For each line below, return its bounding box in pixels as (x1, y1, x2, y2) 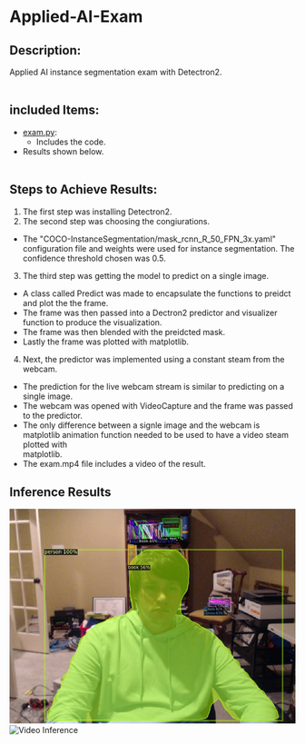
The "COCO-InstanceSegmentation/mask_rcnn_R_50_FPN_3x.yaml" (22, 233, 277, 244)
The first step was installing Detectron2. (22, 206, 172, 217)
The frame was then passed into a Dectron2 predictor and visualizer (22, 307, 278, 318)
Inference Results (9, 484, 112, 501)
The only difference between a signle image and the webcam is (22, 420, 261, 431)
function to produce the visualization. (22, 316, 162, 328)
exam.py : (22, 126, 57, 137)
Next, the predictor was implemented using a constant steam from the (22, 353, 285, 364)
